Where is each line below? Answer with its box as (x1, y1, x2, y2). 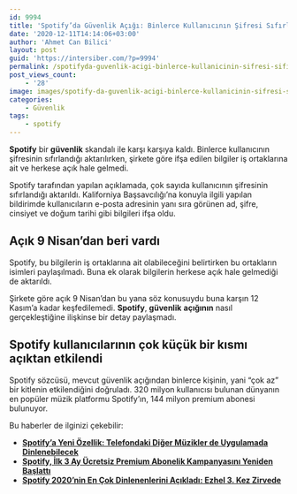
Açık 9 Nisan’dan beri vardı (9, 233, 161, 248)
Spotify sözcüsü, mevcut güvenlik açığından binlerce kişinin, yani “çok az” (9, 375, 279, 385)
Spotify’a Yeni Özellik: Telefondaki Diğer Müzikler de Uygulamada (21, 437, 269, 447)
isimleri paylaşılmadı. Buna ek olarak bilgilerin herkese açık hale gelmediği (9, 266, 278, 277)
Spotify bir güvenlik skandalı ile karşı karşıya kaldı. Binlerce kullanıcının (9, 144, 270, 155)
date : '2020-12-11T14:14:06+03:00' (9, 29, 141, 38)
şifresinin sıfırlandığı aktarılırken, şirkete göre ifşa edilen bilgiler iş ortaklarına (9, 154, 288, 163)
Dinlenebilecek (21, 446, 80, 457)
